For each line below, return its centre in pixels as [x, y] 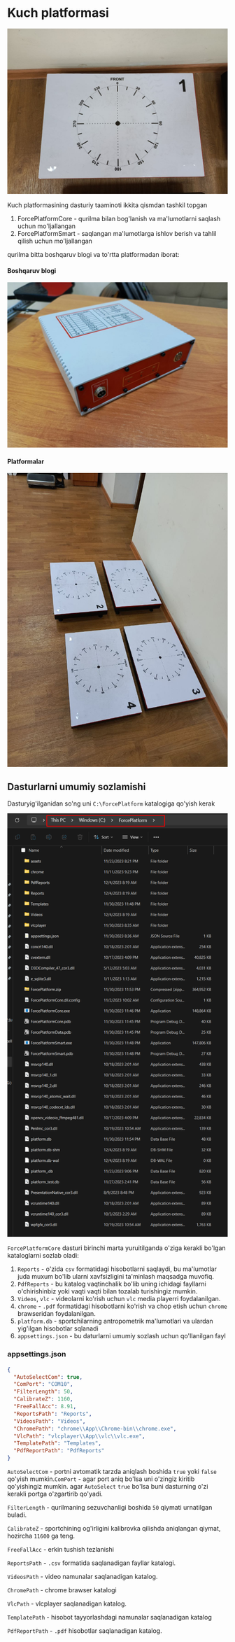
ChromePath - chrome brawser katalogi [62, 1590]
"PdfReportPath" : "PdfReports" [59, 1451]
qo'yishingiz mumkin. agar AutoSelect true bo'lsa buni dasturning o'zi [108, 1487]
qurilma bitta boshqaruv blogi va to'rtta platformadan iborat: [93, 254]
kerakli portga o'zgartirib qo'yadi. [55, 1494]
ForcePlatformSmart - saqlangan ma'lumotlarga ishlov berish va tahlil [117, 233]
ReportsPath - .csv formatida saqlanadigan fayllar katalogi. [92, 1563]
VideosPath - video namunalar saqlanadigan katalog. [83, 1577]
